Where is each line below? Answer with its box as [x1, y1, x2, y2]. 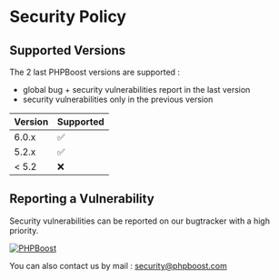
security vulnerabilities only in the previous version [22, 94, 214, 105]
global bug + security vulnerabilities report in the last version [22, 85, 251, 95]
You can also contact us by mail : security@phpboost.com [9, 260, 227, 271]
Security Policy [9, 6, 127, 27]
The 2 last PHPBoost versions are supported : [9, 66, 180, 77]
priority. [9, 225, 39, 235]
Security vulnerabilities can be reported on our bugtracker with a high [9, 215, 271, 226]
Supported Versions [9, 43, 125, 58]
